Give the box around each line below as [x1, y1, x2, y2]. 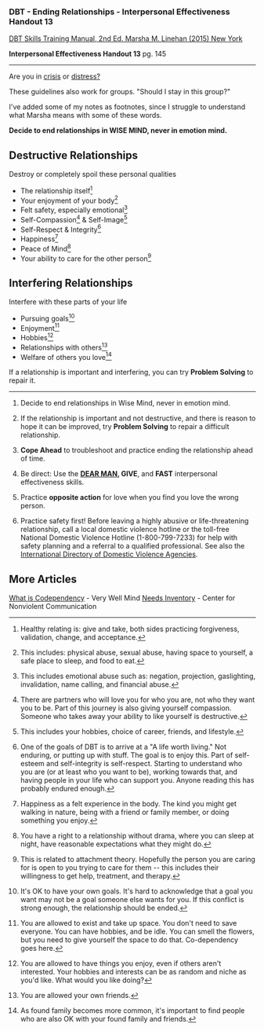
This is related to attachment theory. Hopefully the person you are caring [20, 855, 255, 864]
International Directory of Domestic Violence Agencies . [20, 549, 198, 560]
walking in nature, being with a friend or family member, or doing [20, 808, 230, 817]
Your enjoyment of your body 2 [20, 194, 118, 205]
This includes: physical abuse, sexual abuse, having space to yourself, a [20, 648, 254, 658]
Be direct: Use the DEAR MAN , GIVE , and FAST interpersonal [20, 469, 218, 479]
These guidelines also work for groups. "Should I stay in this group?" [9, 87, 231, 97]
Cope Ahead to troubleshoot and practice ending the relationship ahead [20, 446, 254, 455]
